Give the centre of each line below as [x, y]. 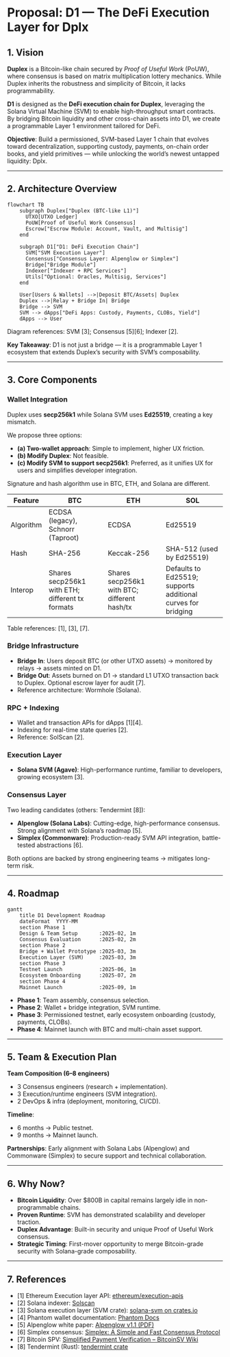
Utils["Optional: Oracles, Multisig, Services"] [96, 277]
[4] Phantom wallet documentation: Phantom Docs [88, 1317]
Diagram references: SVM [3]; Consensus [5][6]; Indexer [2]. [93, 331]
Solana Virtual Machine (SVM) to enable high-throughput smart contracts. [111, 111]
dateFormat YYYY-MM [49, 921]
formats [61, 607]
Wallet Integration [38, 400]
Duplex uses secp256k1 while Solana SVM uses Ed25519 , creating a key [110, 414]
